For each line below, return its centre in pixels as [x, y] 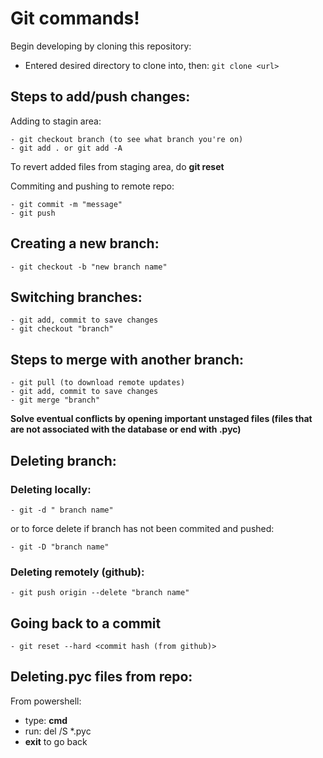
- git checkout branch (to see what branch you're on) [127, 139]
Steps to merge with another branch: [127, 359]
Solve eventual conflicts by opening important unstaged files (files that [161, 419]
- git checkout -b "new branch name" [89, 267]
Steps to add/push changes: [100, 97]
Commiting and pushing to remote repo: [92, 186]
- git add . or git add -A [66, 148]
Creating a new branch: [85, 243]
